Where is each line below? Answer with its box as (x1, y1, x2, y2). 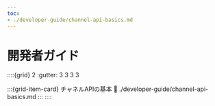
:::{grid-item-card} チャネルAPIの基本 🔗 (7, 85, 118, 93)
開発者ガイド (7, 48, 80, 64)
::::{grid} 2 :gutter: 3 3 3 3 (7, 71, 80, 79)
